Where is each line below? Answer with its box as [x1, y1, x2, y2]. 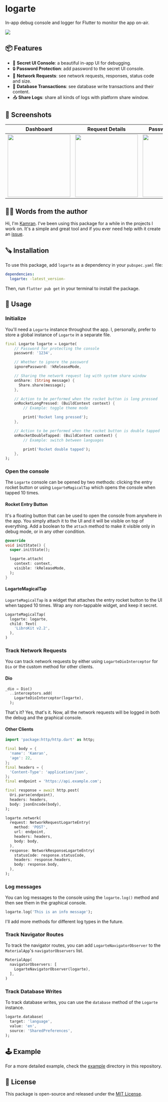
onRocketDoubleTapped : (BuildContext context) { [14, 433, 117, 438]
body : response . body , [14, 862, 59, 867]
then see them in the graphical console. [5, 900, 86, 906]
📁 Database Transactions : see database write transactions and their [12, 83, 154, 89]
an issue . [5, 231, 24, 237]
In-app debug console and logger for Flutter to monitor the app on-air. [5, 20, 149, 26]
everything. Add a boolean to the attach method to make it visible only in [5, 523, 155, 529]
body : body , [14, 839, 39, 844]
